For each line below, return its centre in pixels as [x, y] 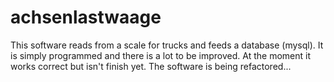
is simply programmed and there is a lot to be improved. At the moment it [160, 55]
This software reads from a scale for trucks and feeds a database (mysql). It [167, 45]
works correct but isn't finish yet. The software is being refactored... [151, 66]
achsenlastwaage [86, 17]
